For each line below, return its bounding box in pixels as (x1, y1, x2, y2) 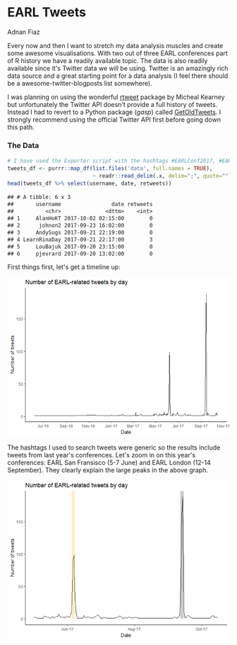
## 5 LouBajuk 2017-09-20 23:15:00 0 (7, 243, 153, 250)
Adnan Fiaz (7, 28, 40, 36)
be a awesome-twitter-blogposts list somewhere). (7, 79, 153, 87)
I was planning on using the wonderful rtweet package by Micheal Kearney (7, 93, 225, 101)
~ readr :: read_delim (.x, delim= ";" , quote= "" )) (92, 172, 235, 179)
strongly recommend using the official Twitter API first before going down (7, 115, 221, 124)
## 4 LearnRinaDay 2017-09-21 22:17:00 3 (7, 236, 153, 243)
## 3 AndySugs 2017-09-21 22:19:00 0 (7, 229, 153, 236)
